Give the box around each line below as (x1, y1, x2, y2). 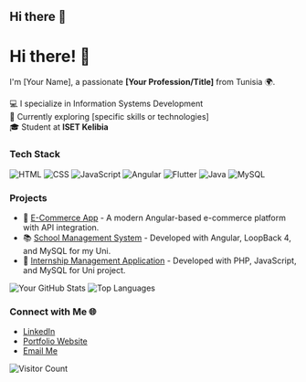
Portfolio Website (22, 335, 89, 347)
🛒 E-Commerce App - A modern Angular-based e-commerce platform (22, 212, 286, 223)
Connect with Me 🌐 (9, 305, 98, 318)
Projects (9, 191, 47, 204)
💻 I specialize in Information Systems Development (9, 98, 204, 110)
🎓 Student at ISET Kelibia (9, 122, 109, 133)
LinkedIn (22, 326, 56, 337)
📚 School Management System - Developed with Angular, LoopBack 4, (22, 232, 292, 243)
